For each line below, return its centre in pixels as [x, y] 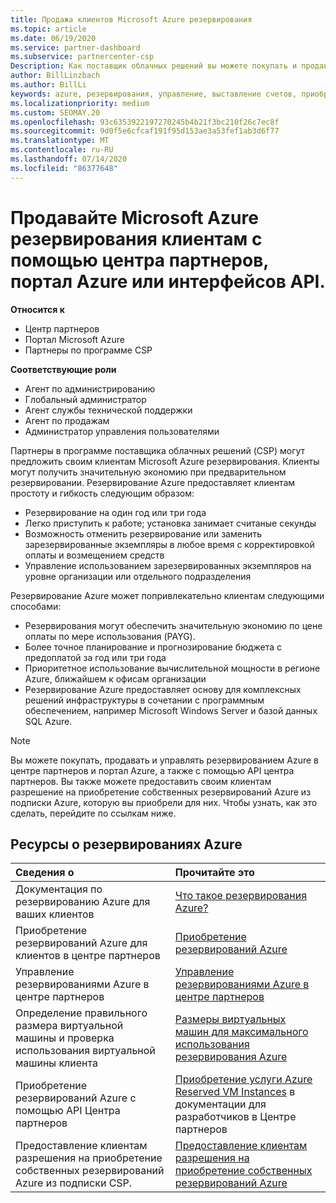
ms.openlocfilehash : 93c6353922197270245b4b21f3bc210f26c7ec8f [145, 122]
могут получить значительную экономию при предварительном [148, 472]
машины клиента [56, 1063]
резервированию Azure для [83, 902]
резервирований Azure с [76, 1098]
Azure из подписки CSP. [74, 1183]
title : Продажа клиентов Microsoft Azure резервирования [131, 19]
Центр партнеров [62, 328]
